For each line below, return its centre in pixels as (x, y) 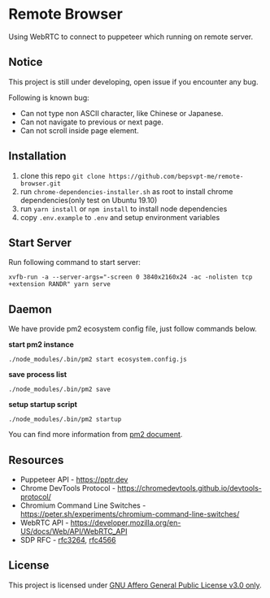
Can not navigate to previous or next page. (92, 122)
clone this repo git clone (63, 175)
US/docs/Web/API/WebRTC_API (74, 531)
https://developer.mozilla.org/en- (126, 522)
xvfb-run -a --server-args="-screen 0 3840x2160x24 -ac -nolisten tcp (131, 277)
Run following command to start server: (74, 262)
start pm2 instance (41, 344)
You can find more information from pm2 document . (96, 435)
